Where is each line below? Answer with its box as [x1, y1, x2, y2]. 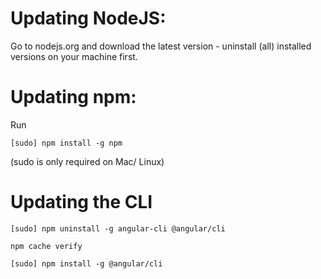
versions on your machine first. [10, 50, 138, 62]
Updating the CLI [10, 191, 153, 214]
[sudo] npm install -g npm [10, 138, 123, 148]
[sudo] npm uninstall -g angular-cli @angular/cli [10, 223, 226, 234]
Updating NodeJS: [10, 7, 167, 30]
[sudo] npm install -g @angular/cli [10, 258, 163, 269]
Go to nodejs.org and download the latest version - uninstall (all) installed [10, 40, 312, 52]
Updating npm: [10, 86, 137, 109]
